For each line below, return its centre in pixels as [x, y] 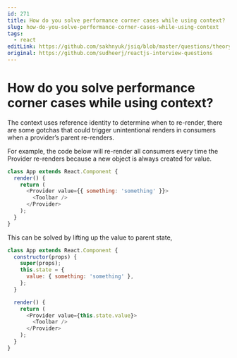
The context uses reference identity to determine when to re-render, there [115, 122]
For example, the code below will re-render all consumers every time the [113, 151]
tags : [15, 33]
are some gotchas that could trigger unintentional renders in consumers [112, 130]
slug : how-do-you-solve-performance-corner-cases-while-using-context [113, 27]
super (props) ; [41, 264]
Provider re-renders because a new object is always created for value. [110, 159]
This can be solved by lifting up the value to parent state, [90, 237]
